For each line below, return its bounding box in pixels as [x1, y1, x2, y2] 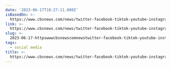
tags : [5, 40, 17, 45]
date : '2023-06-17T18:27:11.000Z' [5, 7, 79, 13]
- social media [10, 45, 42, 50]
